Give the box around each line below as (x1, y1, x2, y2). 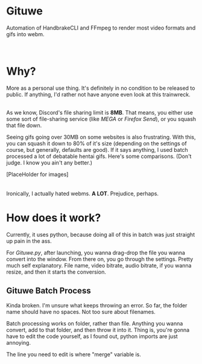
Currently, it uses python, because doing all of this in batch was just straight (6, 231, 195, 238)
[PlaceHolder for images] (6, 171, 69, 178)
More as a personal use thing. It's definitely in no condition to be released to (6, 84, 195, 92)
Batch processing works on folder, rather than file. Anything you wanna (6, 319, 183, 327)
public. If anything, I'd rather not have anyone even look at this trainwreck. (6, 90, 191, 98)
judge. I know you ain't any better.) (6, 158, 92, 166)
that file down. (6, 122, 42, 129)
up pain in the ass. (6, 237, 52, 245)
